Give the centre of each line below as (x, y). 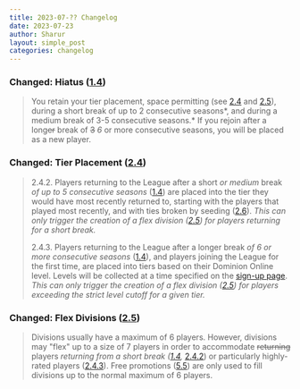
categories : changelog (51, 51)
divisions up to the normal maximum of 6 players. (122, 376)
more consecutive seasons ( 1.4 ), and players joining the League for (155, 257)
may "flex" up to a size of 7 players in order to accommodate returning (161, 347)
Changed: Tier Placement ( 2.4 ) (78, 163)
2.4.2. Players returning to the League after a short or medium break (157, 182)
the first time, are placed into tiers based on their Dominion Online (152, 266)
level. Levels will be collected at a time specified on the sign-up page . (159, 275)
